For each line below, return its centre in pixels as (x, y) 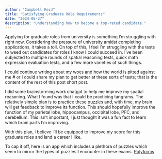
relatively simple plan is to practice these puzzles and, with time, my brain (79, 102)
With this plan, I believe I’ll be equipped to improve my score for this (73, 132)
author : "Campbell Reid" (30, 9)
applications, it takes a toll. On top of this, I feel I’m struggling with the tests (80, 47)
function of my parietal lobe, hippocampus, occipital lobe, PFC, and (72, 112)
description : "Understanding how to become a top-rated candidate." (76, 23)
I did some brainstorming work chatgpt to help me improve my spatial (74, 92)
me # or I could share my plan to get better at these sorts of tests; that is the (81, 77)
